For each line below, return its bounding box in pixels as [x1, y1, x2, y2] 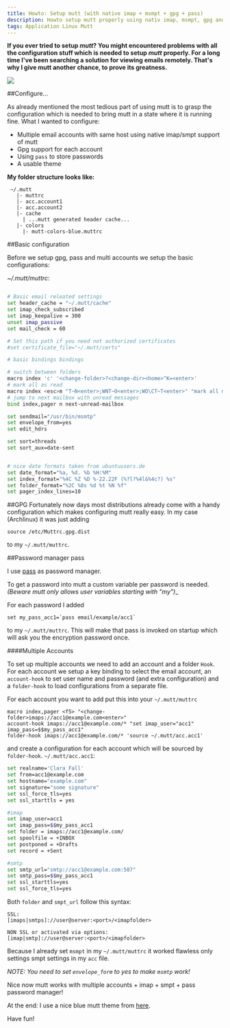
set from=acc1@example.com [7, 772, 84, 779]
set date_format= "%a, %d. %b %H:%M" [7, 469, 112, 476]
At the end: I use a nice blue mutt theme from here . [7, 1001, 151, 1009]
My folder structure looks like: [7, 173, 94, 182]
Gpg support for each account [16, 145, 103, 154]
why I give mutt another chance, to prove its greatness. [7, 63, 168, 72]
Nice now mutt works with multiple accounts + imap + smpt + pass [7, 981, 196, 989]
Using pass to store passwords [16, 152, 104, 161]
